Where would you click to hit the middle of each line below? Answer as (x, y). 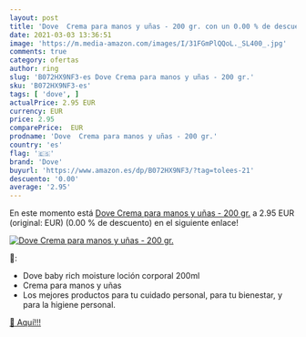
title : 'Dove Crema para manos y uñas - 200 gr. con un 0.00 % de (140, 26)
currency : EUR (36, 111)
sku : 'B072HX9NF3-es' (51, 86)
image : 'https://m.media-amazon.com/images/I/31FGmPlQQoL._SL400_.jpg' (148, 43)
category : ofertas (44, 60)
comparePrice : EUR (46, 128)
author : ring (34, 69)
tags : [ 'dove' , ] (44, 94)
